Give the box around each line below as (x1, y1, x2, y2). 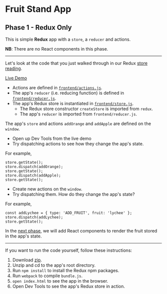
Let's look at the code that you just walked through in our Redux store (5, 60, 148, 66)
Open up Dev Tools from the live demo (12, 135, 92, 141)
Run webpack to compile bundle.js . (12, 273, 83, 279)
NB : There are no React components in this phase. (5, 46, 108, 52)
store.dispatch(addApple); (5, 173, 61, 178)
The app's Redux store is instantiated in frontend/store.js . (12, 101, 134, 106)
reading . (5, 65, 22, 71)
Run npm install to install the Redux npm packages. (12, 268, 119, 273)
